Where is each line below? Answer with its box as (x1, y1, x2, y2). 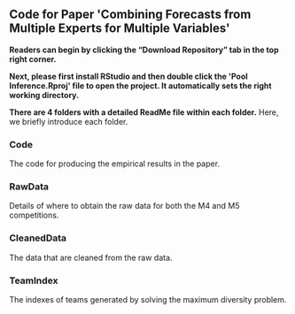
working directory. (9, 89, 80, 100)
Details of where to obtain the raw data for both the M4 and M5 (9, 201, 240, 211)
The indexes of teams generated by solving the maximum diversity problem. (9, 295, 287, 304)
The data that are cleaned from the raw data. (9, 252, 173, 263)
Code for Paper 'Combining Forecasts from (9, 7, 252, 22)
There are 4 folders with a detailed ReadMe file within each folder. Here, (9, 106, 279, 118)
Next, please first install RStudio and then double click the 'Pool (9, 71, 248, 81)
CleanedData (9, 232, 67, 244)
